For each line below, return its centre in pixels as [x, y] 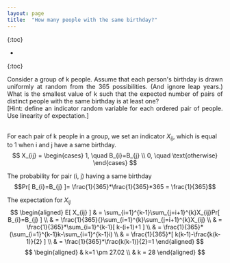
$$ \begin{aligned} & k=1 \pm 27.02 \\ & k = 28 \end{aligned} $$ [115, 252]
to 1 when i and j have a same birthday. [62, 145]
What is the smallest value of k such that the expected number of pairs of [115, 94]
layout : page [26, 13]
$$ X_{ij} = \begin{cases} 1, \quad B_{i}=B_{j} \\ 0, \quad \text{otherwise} [115, 155]
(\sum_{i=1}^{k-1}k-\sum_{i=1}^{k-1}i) [61, 234]
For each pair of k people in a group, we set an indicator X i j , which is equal [112, 137]
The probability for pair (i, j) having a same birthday [79, 176]
